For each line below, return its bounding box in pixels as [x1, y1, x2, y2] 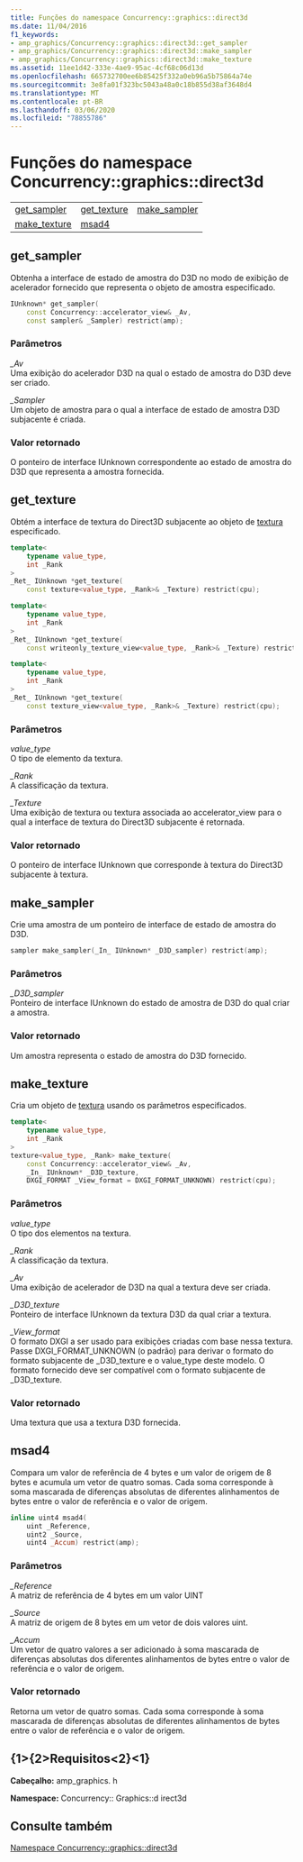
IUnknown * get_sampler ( [10, 299, 100, 308]
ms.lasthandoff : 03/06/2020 [10, 105, 116, 114]
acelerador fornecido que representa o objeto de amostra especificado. [10, 281, 276, 293]
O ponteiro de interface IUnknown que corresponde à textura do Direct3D [10, 860, 284, 871]
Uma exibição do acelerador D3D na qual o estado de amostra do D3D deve [10, 367, 291, 379]
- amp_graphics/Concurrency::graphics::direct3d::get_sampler [10, 38, 248, 48]
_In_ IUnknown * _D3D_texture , [26, 1168, 140, 1177]
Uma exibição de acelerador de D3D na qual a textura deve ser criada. [10, 1282, 271, 1292]
